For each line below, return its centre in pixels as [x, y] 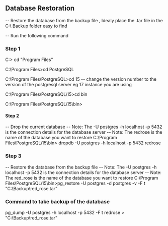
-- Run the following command [37, 35]
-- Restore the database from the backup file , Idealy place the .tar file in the [84, 20]
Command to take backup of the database [57, 201]
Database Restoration [40, 8]
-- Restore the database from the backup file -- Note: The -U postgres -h [81, 167]
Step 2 [12, 116]
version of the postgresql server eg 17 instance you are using [69, 85]
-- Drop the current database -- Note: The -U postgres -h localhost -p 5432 [84, 127]
